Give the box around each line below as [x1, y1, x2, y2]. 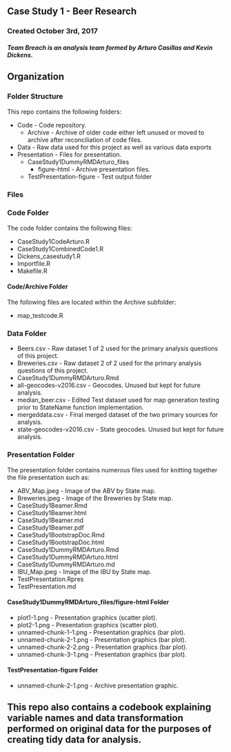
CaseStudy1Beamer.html [17, 508, 88, 517]
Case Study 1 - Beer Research [7, 6, 137, 17]
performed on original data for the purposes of [7, 723, 212, 735]
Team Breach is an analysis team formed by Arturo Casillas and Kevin [7, 43, 213, 51]
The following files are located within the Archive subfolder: [7, 298, 177, 307]
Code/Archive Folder [7, 283, 68, 291]
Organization [7, 71, 64, 82]
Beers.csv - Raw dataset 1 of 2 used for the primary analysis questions [17, 344, 219, 352]
